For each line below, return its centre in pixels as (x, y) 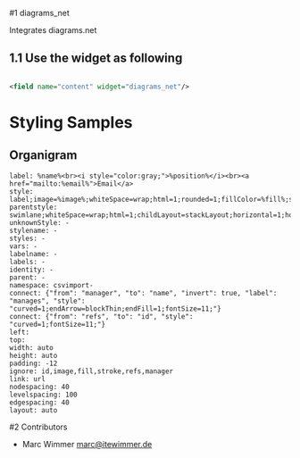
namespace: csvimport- (51, 285)
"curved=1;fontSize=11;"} (57, 324)
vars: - (24, 246)
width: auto (31, 347)
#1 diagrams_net (39, 13)
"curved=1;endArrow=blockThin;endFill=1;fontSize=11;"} (115, 308)
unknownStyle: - (39, 222)
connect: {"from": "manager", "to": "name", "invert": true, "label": (143, 293)
